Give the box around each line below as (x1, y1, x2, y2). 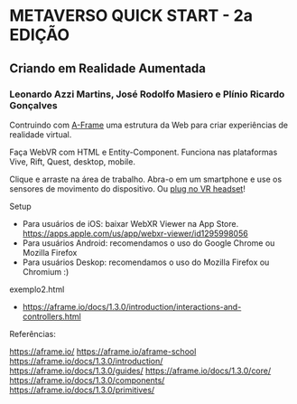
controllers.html (22, 311, 81, 322)
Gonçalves (9, 99, 58, 111)
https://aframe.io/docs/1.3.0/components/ (9, 374, 165, 385)
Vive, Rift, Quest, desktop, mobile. (9, 155, 135, 167)
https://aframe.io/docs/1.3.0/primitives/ (9, 384, 155, 395)
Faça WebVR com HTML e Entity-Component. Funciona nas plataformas (9, 146, 278, 157)
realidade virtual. (9, 128, 72, 140)
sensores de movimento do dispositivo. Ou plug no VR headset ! (9, 183, 246, 194)
